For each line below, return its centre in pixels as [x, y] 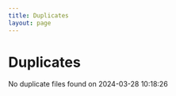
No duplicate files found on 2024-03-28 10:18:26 [88, 84]
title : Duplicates [38, 15]
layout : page [30, 23]
